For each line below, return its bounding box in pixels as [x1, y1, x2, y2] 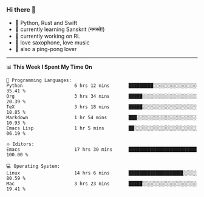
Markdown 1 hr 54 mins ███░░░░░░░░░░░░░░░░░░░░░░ [6, 115, 197, 121]
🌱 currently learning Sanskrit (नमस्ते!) [15, 26, 105, 33]
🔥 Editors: [6, 141, 35, 148]
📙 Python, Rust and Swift [15, 19, 78, 27]
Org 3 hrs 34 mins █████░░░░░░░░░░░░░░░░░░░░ [6, 94, 197, 100]
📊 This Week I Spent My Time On [6, 63, 92, 71]
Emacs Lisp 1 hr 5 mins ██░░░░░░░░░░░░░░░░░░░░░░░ [6, 125, 197, 131]
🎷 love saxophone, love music [15, 39, 90, 46]
